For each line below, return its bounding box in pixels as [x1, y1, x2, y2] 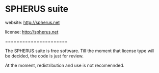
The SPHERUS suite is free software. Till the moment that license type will [5, 48, 155, 54]
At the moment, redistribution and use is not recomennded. [5, 62, 125, 68]
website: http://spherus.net [5, 19, 60, 25]
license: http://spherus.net [5, 29, 59, 35]
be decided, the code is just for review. [5, 53, 84, 59]
